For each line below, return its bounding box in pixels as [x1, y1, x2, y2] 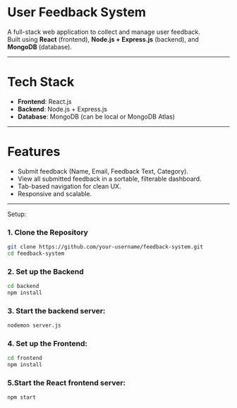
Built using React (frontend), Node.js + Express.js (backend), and [7, 35, 200, 43]
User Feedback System [7, 4, 147, 20]
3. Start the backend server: [7, 306, 106, 316]
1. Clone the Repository [7, 227, 88, 237]
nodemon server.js [7, 322, 61, 329]
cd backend [7, 283, 39, 290]
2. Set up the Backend [7, 266, 84, 276]
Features [7, 144, 61, 160]
